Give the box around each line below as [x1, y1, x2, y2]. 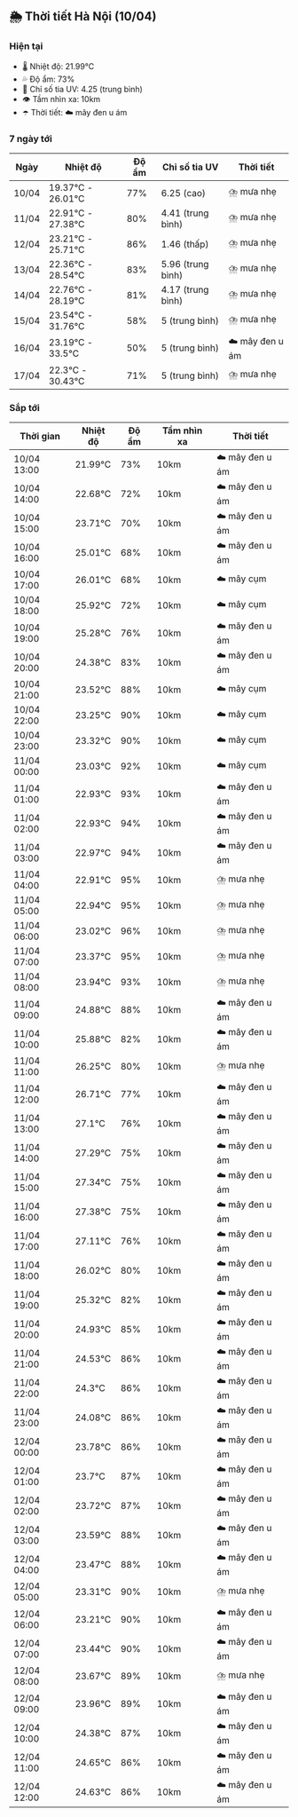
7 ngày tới [9, 132, 53, 145]
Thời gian [19, 431, 60, 443]
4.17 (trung [161, 283, 209, 296]
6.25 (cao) [161, 186, 207, 199]
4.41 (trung [161, 207, 209, 219]
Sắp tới [9, 401, 40, 414]
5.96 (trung [161, 257, 209, 270]
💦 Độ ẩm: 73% [21, 74, 75, 84]
